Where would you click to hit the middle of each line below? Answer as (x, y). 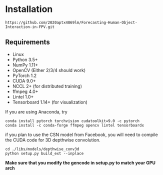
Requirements (27, 42)
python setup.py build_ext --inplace (44, 153)
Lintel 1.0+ (23, 96)
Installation (29, 9)
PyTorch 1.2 (24, 75)
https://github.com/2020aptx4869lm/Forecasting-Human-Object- (71, 22)
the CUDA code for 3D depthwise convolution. (53, 140)
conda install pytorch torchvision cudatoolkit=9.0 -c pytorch (72, 121)
